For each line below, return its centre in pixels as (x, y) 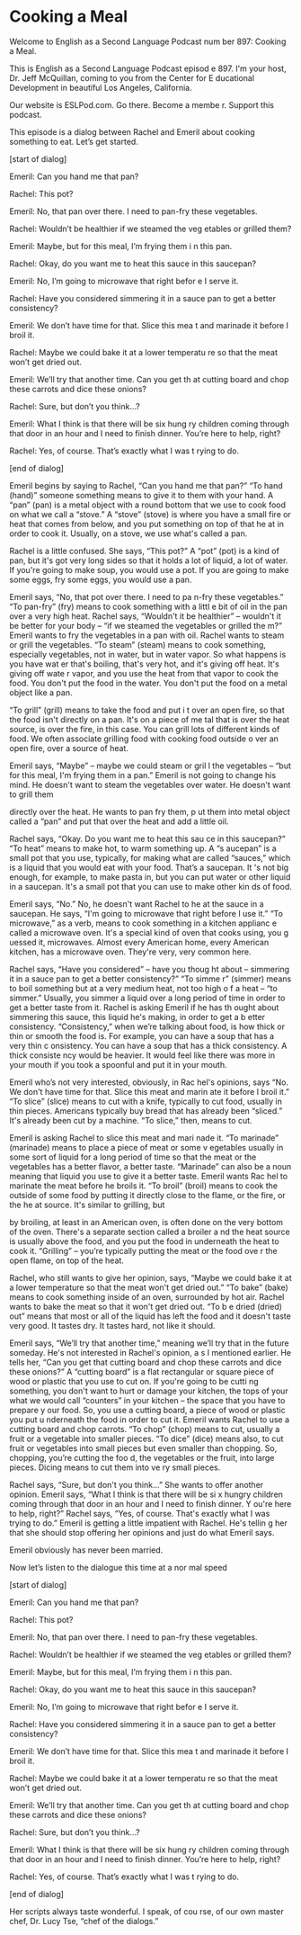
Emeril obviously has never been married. (86, 1550)
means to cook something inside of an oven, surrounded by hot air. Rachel (147, 1296)
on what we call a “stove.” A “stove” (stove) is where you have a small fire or (150, 514)
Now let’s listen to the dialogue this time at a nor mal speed (118, 1567)
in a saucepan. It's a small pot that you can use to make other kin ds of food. (150, 886)
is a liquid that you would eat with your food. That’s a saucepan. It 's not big (149, 867)
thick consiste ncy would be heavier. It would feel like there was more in (142, 1055)
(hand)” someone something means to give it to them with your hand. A (142, 495)
